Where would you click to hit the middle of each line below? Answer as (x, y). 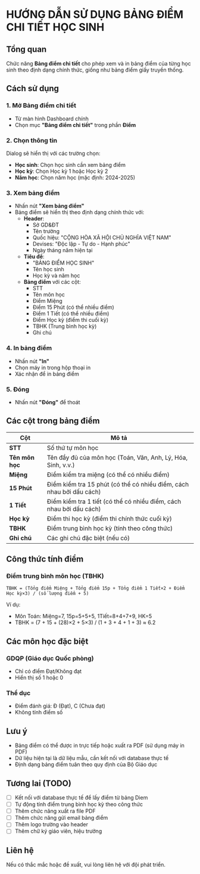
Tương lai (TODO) (39, 783)
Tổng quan (26, 49)
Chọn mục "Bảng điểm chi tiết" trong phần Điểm (75, 125)
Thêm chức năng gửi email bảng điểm (61, 818)
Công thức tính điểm (45, 559)
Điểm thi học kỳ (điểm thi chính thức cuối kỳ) (110, 519)
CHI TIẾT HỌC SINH (55, 27)
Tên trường (46, 231)
